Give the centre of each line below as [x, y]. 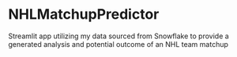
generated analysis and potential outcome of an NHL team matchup [118, 44]
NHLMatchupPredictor [84, 14]
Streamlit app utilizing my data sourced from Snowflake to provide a [118, 36]
